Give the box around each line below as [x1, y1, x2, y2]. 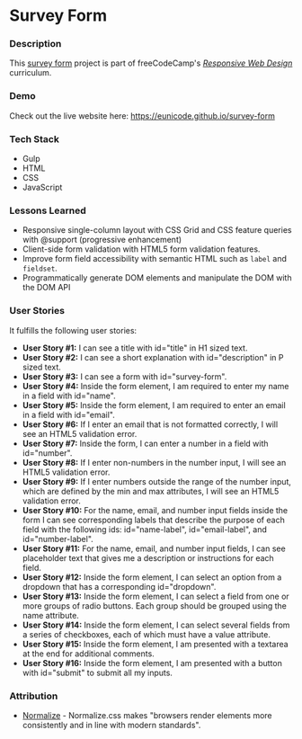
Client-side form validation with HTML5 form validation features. [22, 244, 261, 254]
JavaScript [22, 182, 63, 193]
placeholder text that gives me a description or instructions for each [22, 552, 274, 563]
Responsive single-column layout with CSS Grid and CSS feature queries [22, 225, 292, 236]
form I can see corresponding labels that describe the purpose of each [22, 514, 285, 525]
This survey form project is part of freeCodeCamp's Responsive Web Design [9, 58, 293, 68]
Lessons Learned [9, 204, 87, 217]
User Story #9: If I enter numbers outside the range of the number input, [22, 476, 292, 486]
